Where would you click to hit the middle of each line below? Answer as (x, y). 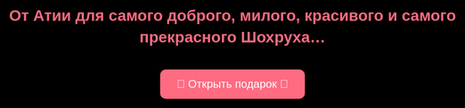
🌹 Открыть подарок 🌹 (232, 84)
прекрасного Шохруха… (232, 37)
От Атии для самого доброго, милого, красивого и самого (232, 15)
